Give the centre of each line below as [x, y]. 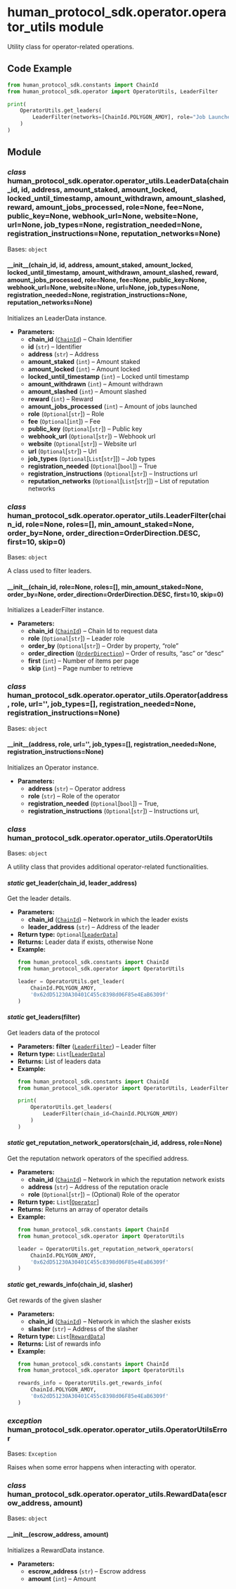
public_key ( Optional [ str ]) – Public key [85, 429]
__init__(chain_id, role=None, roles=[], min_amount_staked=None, [105, 587]
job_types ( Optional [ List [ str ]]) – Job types [92, 458]
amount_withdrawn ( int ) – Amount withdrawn [96, 384]
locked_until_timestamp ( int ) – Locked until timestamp [109, 376]
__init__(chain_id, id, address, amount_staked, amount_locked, [100, 265]
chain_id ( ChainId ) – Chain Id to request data [93, 631]
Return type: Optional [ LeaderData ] [67, 935]
